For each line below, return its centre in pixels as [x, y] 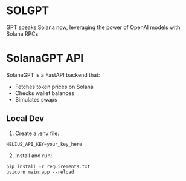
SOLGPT [28, 11]
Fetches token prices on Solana [54, 87]
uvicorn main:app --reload [40, 172]
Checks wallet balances [44, 93]
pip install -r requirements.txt [48, 166]
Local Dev [25, 119]
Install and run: [34, 156]
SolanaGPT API [45, 58]
